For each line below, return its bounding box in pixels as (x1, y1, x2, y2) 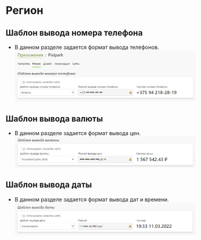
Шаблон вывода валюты (5, 113, 103, 124)
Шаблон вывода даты (5, 180, 92, 190)
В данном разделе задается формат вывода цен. (14, 130, 141, 137)
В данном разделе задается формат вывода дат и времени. (14, 195, 170, 203)
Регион (5, 4, 43, 17)
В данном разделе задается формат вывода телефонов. (14, 43, 159, 51)
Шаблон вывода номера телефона (5, 28, 143, 38)
